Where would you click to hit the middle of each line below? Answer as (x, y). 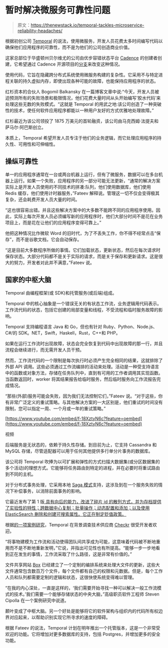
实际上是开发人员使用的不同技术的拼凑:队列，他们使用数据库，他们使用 (78, 187)
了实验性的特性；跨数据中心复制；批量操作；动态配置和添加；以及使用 (77, 507)
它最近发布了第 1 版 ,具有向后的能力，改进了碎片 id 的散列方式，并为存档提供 (83, 501)
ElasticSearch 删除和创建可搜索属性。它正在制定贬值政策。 (66, 514)
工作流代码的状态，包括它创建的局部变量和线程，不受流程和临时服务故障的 (82, 309)
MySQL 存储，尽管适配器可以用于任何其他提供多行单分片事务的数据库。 (79, 451)
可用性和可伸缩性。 (38, 144)
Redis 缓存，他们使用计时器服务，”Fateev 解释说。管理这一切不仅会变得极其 (82, 193)
